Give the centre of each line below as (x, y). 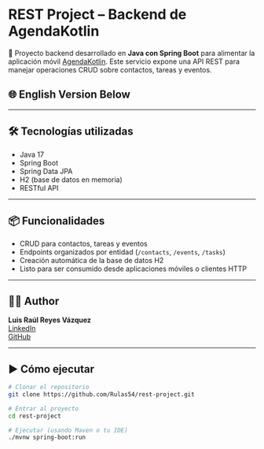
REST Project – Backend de (97, 15)
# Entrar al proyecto (44, 408)
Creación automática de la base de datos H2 (92, 261)
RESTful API (39, 187)
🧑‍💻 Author (34, 301)
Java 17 (32, 154)
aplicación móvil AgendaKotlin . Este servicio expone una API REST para (124, 61)
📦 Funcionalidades (57, 221)
